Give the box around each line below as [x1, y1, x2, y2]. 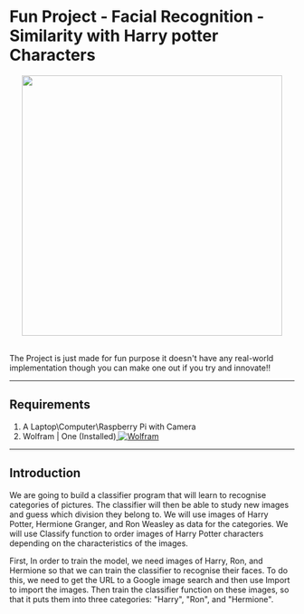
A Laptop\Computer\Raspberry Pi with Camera [22, 421, 196, 432]
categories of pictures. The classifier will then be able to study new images [9, 499, 290, 510]
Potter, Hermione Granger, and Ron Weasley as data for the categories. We [9, 518, 289, 529]
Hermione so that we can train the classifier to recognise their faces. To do [9, 564, 288, 576]
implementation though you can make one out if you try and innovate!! [9, 362, 271, 373]
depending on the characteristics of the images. [9, 537, 188, 549]
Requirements [9, 397, 90, 413]
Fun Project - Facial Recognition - [9, 6, 265, 27]
